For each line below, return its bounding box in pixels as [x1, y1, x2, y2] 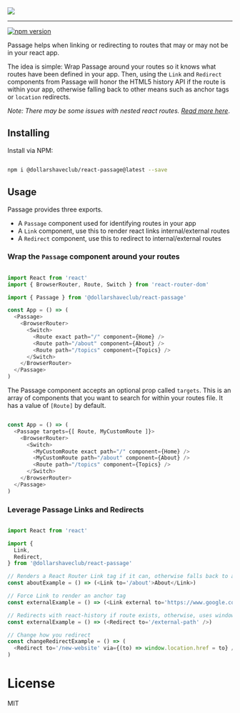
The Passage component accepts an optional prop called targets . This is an [7, 386, 231, 395]
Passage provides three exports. [7, 205, 104, 214]
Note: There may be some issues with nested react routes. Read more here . [7, 106, 231, 115]
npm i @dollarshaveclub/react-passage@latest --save [7, 166, 168, 174]
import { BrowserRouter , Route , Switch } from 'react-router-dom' [7, 281, 209, 288]
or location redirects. [7, 93, 71, 101]
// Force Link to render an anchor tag [7, 592, 126, 599]
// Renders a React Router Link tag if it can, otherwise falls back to [7, 573, 229, 580]
